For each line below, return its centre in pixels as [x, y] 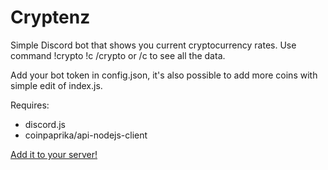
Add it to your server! [54, 154]
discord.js [45, 124]
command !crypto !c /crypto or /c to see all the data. [118, 55]
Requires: [30, 105]
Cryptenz [50, 17]
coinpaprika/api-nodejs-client [86, 135]
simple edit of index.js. [56, 85]
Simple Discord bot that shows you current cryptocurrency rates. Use [153, 45]
